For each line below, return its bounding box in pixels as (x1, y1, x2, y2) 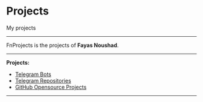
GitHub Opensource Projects (14, 83, 87, 91)
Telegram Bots (14, 71, 51, 78)
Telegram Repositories (14, 77, 71, 84)
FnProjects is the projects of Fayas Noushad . (6, 41, 119, 49)
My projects (6, 24, 36, 31)
